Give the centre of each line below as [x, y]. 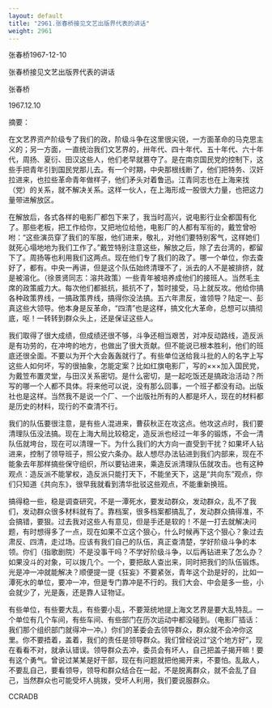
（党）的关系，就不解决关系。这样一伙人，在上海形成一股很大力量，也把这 [132, 190]
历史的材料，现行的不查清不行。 [68, 406]
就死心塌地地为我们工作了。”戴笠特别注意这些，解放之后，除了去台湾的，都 [132, 248]
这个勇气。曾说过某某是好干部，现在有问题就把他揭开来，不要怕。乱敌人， [139, 660]
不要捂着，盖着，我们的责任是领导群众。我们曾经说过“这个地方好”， [143, 640]
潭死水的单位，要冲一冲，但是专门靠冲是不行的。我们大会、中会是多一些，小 [136, 583]
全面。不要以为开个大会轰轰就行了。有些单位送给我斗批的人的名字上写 [147, 356]
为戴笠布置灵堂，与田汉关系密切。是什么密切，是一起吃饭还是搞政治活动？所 [136, 376]
